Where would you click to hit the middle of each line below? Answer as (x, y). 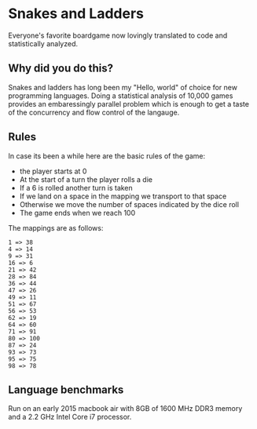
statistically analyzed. (43, 43)
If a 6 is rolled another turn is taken (76, 187)
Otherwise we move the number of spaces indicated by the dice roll (129, 204)
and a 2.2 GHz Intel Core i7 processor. (70, 417)
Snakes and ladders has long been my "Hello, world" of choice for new (123, 87)
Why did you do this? (61, 69)
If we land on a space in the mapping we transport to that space (123, 196)
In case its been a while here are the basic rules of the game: (107, 156)
